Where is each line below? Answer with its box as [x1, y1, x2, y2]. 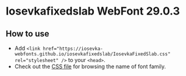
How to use [5, 29, 49, 39]
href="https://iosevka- [43, 46, 103, 52]
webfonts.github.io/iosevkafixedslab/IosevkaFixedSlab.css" [14, 51, 171, 57]
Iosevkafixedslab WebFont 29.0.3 [5, 4, 181, 18]
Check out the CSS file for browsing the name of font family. [14, 63, 166, 70]
